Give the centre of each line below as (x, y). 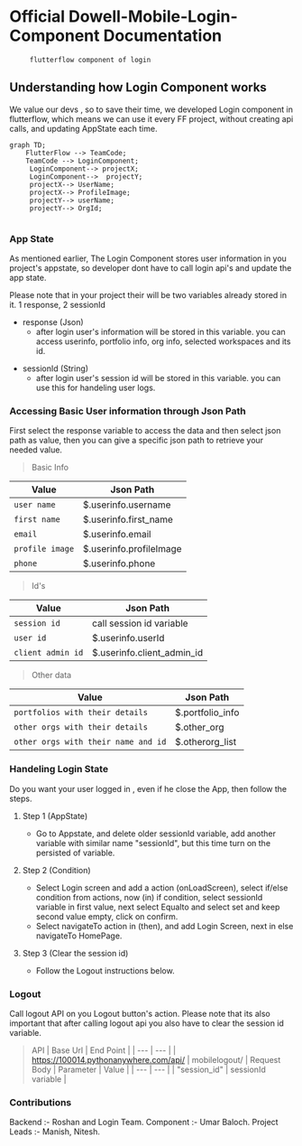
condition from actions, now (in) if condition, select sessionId (149, 897)
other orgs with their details (81, 727)
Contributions (41, 1102)
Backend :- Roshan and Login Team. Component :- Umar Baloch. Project (144, 1123)
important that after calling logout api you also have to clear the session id (146, 1023)
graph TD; (28, 145)
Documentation (163, 36)
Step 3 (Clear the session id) (75, 953)
